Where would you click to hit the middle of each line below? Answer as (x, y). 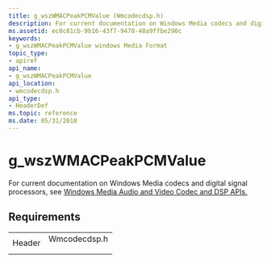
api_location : (32, 83)
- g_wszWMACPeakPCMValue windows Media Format (88, 46)
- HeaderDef (28, 106)
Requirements (44, 217)
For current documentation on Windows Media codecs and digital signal (128, 183)
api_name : (25, 69)
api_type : (25, 98)
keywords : (25, 38)
